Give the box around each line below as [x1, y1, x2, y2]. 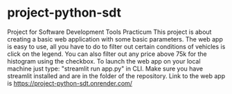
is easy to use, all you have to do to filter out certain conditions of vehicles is [7, 42, 226, 50]
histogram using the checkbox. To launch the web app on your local [7, 57, 201, 65]
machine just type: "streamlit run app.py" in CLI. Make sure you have [7, 64, 203, 73]
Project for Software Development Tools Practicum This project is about [7, 28, 212, 36]
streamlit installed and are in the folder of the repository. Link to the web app [7, 71, 226, 80]
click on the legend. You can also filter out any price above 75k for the [7, 50, 208, 58]
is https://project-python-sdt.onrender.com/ [7, 79, 133, 87]
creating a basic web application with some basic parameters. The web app [7, 35, 224, 43]
